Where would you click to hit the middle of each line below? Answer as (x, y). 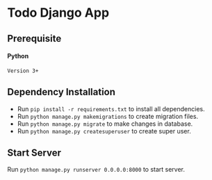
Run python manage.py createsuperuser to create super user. (104, 131)
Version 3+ (23, 71)
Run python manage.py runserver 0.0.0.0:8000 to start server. (96, 170)
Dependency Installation (62, 92)
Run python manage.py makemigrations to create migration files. (108, 116)
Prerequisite (34, 39)
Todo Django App (58, 13)
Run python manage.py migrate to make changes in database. (105, 124)
